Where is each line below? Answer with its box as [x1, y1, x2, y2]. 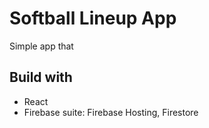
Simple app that [9, 40, 74, 52]
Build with [9, 69, 73, 86]
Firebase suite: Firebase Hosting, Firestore [23, 106, 199, 118]
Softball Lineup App [9, 7, 177, 30]
